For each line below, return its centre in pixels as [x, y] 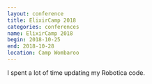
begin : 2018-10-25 [34, 40]
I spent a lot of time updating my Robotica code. [76, 72]
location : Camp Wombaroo [43, 53]
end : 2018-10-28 [31, 46]
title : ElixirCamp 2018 [42, 20]
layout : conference [36, 14]
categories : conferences [43, 27]
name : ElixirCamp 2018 [40, 33]
